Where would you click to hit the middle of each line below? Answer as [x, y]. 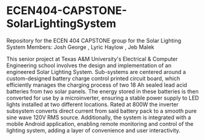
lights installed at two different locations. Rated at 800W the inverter [93, 104]
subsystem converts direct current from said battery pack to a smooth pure [102, 111]
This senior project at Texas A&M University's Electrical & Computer [92, 59]
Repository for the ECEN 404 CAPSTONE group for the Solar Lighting [94, 40]
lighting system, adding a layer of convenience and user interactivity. [94, 130]
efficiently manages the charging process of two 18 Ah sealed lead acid [97, 85]
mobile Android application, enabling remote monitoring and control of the [100, 123]
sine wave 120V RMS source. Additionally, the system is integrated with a [99, 117]
